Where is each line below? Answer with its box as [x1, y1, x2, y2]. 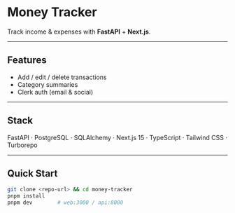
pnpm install [7, 193, 45, 200]
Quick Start [7, 167, 58, 179]
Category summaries [17, 80, 78, 88]
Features [7, 54, 47, 67]
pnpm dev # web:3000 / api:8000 [7, 199, 124, 207]
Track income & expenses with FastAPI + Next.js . [7, 27, 151, 36]
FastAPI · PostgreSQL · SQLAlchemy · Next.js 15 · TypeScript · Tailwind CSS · [7, 133, 227, 142]
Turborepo [7, 141, 38, 149]
